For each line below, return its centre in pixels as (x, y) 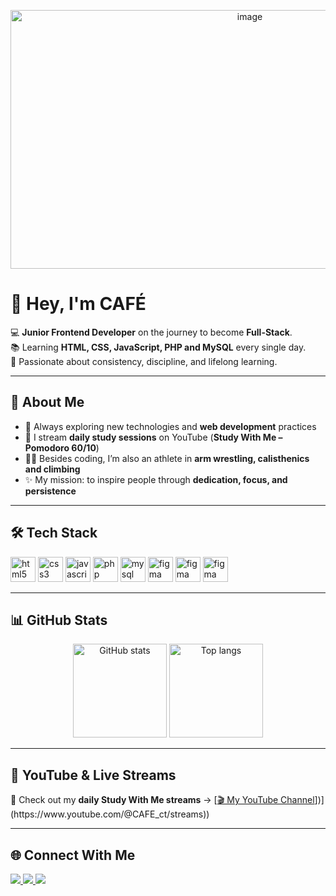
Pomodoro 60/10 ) (62, 447)
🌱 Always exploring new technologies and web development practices (170, 426)
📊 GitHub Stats (59, 620)
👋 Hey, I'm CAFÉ (78, 304)
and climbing (52, 469)
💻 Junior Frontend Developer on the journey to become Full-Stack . (151, 332)
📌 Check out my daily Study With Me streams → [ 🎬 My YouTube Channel (162, 800)
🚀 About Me (47, 402)
